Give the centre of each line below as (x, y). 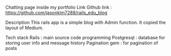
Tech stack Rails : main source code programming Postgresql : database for (85, 38)
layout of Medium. (24, 28)
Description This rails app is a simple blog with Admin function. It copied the (85, 22)
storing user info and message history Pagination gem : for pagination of (82, 43)
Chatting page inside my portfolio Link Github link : (59, 7)
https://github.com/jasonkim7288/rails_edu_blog (56, 13)
